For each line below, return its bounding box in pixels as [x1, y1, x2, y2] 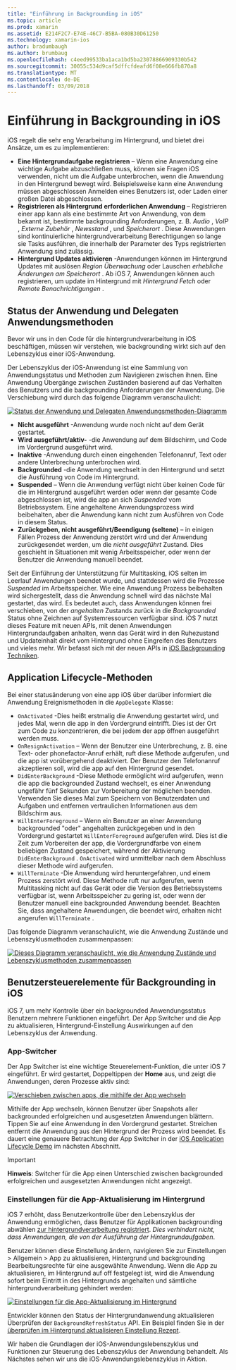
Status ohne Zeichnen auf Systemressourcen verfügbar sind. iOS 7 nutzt [7, 614, 218, 622]
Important [7, 1155, 36, 1164]
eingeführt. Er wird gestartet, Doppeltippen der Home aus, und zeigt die [7, 1069, 216, 1078]
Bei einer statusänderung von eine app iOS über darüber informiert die [7, 690, 212, 698]
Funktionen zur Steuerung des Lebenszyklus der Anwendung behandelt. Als [7, 1347, 229, 1356]
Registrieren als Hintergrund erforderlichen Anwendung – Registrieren [17, 202, 228, 211]
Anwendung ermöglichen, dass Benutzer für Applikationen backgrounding [7, 1218, 223, 1226]
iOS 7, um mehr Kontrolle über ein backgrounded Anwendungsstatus [7, 1006, 206, 1015]
